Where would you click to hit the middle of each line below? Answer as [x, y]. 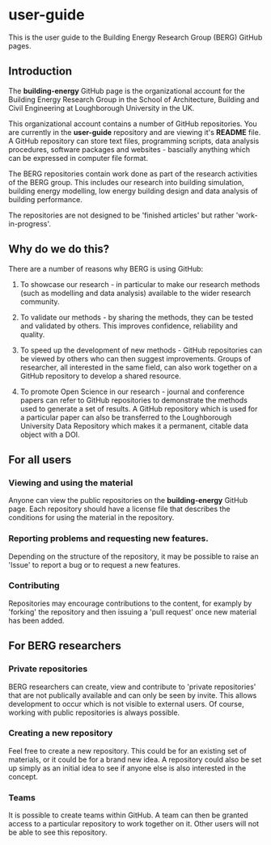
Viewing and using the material [71, 483]
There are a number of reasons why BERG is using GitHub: [106, 268]
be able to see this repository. [58, 832]
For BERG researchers [65, 646]
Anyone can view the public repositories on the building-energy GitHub [128, 501]
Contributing [34, 585]
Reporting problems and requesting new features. [108, 539]
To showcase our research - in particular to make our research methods [140, 284]
